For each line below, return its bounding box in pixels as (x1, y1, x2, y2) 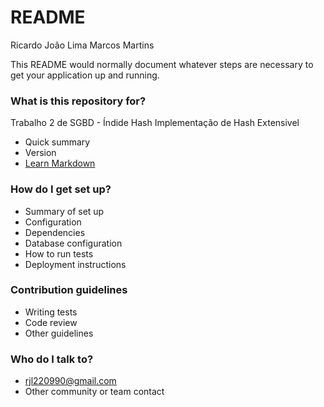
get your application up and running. (10, 69, 160, 81)
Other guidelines (24, 327, 94, 339)
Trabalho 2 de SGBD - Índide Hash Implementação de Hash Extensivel (10, 117, 300, 129)
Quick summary (24, 136, 91, 148)
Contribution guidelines (10, 283, 128, 297)
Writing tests (24, 306, 78, 318)
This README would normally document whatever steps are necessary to (10, 58, 314, 70)
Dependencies (24, 226, 86, 238)
